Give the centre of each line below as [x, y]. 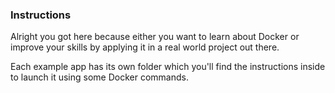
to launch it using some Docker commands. [99, 77]
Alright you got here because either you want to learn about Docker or [155, 37]
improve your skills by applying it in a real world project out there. [145, 47]
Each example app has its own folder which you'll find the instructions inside [168, 67]
